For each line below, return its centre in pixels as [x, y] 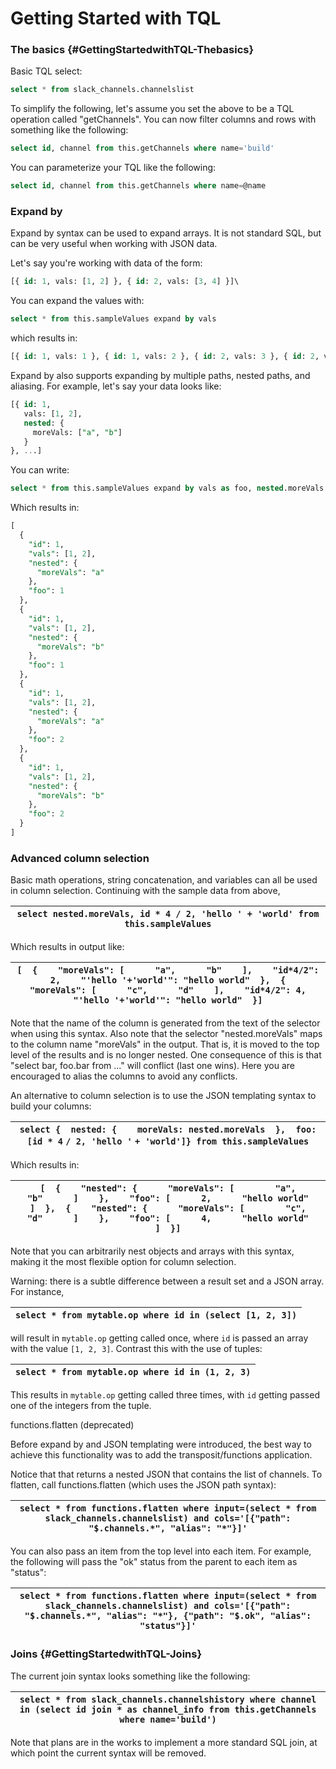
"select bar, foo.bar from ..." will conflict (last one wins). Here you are [152, 1066]
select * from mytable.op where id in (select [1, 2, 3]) [156, 1315]
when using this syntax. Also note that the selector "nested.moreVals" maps [166, 1034]
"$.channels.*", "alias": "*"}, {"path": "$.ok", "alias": [168, 1616]
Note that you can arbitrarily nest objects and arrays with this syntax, [152, 1251]
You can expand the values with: [77, 301]
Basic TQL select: [46, 71]
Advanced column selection [80, 858]
